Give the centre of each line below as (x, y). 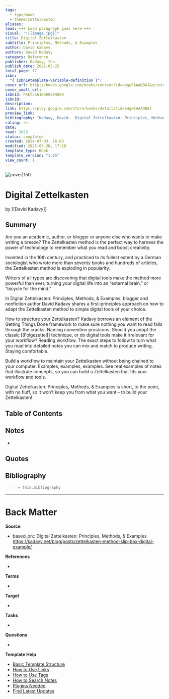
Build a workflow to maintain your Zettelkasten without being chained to (79, 361)
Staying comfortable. (27, 351)
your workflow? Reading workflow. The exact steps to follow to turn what (81, 340)
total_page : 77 (21, 71)
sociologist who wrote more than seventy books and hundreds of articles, (81, 263)
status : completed (24, 137)
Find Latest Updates (33, 691)
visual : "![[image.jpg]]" (32, 33)
